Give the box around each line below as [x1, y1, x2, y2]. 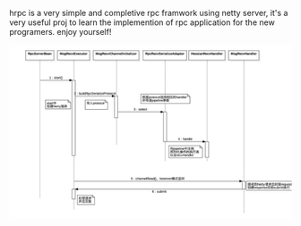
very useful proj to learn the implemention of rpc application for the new [9, 17, 275, 28]
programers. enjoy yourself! [9, 27, 112, 37]
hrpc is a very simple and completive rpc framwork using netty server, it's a [9, 8, 288, 18]
